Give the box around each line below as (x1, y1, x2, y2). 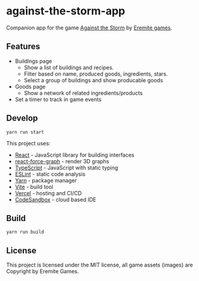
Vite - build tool (14, 183, 54, 190)
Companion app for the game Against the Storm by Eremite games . (6, 24, 173, 31)
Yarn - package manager (14, 177, 77, 184)
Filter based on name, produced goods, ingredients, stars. (23, 70, 168, 77)
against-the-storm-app (6, 4, 125, 18)
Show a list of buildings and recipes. (23, 64, 114, 71)
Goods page (14, 83, 46, 90)
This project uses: (6, 139, 51, 147)
